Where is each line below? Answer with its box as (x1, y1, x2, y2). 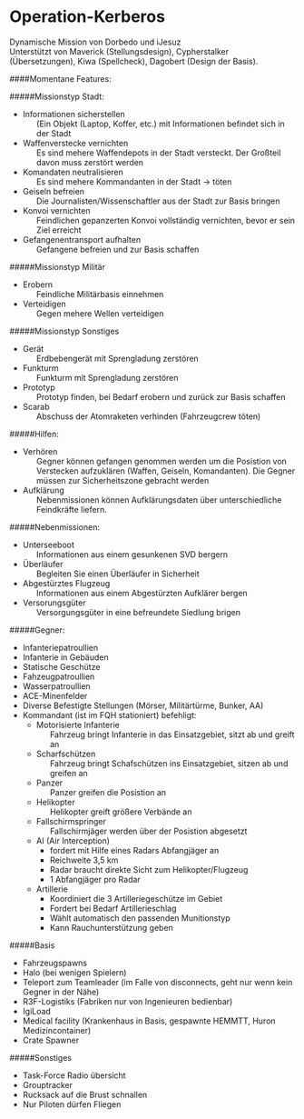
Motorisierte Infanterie (35, 719, 120, 730)
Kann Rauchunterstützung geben (49, 922, 174, 933)
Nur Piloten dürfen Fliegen (22, 1098, 122, 1110)
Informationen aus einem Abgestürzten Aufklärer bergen (35, 587, 248, 598)
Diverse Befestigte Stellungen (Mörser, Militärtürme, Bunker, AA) (22, 700, 264, 711)
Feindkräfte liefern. (35, 504, 107, 515)
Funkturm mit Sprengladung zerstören (35, 372, 179, 383)
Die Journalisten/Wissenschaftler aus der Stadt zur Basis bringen (35, 195, 280, 206)
